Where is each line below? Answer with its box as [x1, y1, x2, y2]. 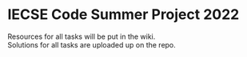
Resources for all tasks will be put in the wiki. [7, 32, 156, 41]
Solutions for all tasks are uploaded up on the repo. [7, 40, 177, 49]
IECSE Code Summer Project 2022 [7, 6, 240, 24]
